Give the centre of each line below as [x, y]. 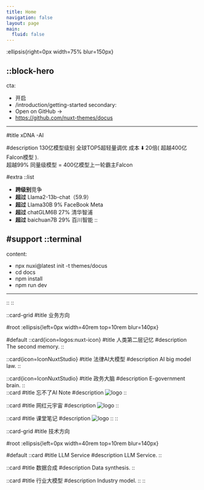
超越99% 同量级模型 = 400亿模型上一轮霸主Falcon [70, 165]
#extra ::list [20, 177]
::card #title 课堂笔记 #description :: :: [62, 418]
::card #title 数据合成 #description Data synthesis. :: [71, 468]
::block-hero [30, 71]
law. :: [14, 366]
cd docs [25, 272]
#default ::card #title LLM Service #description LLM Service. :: [84, 455]
